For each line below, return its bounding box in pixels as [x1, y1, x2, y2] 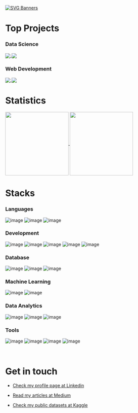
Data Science [5, 41, 39, 48]
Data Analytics [5, 302, 42, 309]
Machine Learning [5, 278, 51, 285]
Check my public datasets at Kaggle [12, 402, 88, 408]
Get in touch [5, 366, 58, 377]
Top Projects [5, 23, 60, 34]
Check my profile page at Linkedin [12, 382, 84, 388]
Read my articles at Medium [12, 392, 71, 398]
